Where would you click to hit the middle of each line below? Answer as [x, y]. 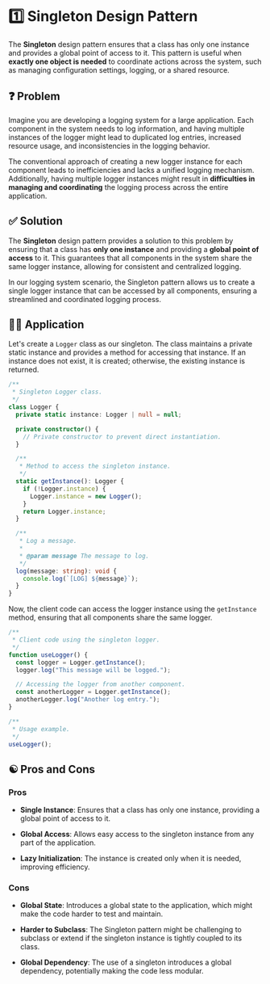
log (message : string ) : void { [66, 571]
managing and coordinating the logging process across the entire [118, 187]
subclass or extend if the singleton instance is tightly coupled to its [131, 938]
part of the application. [58, 843]
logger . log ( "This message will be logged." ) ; [93, 670]
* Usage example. [41, 729]
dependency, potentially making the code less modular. [112, 971]
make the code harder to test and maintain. [91, 914]
